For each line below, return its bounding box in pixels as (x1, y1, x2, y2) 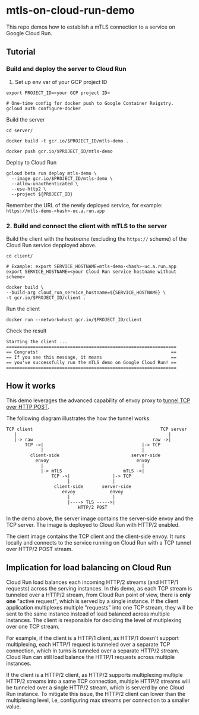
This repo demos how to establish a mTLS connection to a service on (6, 23, 175, 30)
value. (6, 702, 21, 710)
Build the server (6, 116, 45, 123)
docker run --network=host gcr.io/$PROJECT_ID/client (6, 316, 143, 322)
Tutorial (6, 47, 36, 57)
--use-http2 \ (11, 186, 46, 192)
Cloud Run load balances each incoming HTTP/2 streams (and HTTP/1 (6, 579, 178, 586)
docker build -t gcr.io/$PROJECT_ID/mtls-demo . (6, 138, 129, 144)
